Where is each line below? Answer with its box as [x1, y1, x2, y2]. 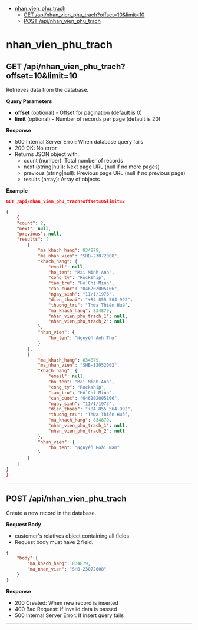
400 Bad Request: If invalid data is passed [14, 605, 117, 612]
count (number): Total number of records [23, 157, 124, 164]
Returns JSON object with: [14, 151, 80, 158]
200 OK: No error [14, 144, 57, 151]
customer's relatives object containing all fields [14, 532, 130, 539]
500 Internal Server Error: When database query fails [14, 138, 144, 145]
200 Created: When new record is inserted [14, 599, 119, 606]
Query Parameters [6, 98, 52, 105]
